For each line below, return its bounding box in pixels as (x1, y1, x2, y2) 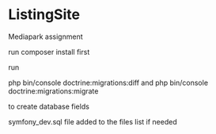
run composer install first (8, 47, 90, 56)
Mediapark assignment (8, 32, 83, 41)
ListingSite (8, 6, 81, 24)
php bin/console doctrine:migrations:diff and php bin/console (8, 78, 208, 87)
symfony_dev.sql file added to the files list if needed (8, 117, 177, 126)
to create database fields (8, 101, 89, 111)
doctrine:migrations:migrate (8, 86, 99, 96)
